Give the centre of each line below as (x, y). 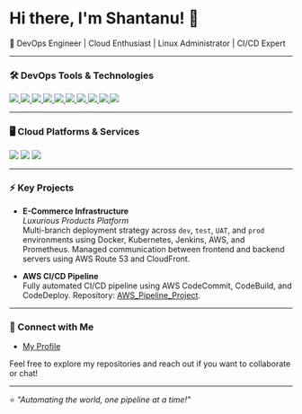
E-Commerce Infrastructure (75, 211)
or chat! (24, 374)
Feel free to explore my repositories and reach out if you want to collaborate (150, 364)
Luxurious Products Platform (75, 220)
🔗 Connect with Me (52, 327)
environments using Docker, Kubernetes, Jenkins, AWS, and (133, 239)
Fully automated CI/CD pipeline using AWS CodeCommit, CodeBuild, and (157, 286)
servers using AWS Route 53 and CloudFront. (106, 259)
